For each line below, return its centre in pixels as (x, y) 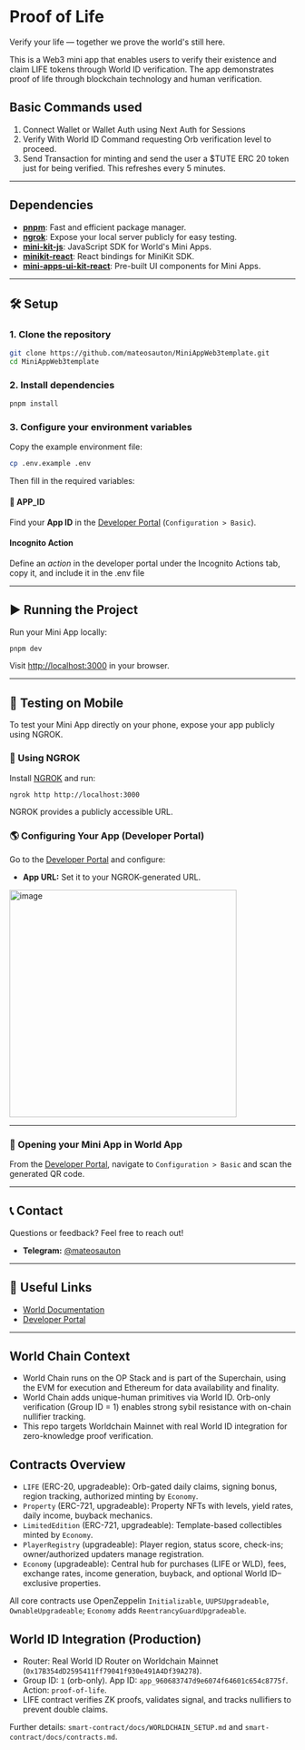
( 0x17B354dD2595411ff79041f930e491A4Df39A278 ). (112, 1671)
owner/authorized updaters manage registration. (113, 1554)
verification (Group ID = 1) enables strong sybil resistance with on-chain (157, 1407)
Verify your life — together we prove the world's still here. (117, 42)
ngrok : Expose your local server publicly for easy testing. (130, 236)
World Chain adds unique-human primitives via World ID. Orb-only (146, 1397)
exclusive (40, 1584)
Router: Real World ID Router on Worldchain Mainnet (120, 1661)
